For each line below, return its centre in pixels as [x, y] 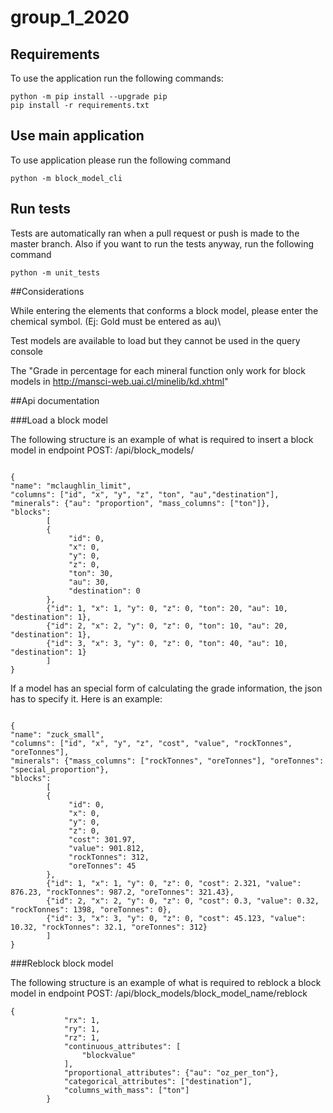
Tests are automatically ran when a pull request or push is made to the [155, 233]
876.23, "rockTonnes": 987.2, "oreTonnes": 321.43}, [122, 892]
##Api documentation [55, 400]
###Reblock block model [62, 963]
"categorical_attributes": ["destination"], [158, 1081]
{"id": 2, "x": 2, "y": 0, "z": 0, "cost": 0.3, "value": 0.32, [183, 901]
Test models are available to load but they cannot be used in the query [155, 340]
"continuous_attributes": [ [122, 1046]
